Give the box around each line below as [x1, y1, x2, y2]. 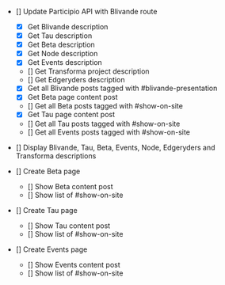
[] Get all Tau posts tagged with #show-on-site [27, 119, 181, 128]
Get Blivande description [27, 22, 109, 31]
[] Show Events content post [27, 260, 120, 269]
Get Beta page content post [27, 93, 118, 102]
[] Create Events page [15, 245, 88, 254]
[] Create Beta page [15, 166, 81, 176]
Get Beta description [27, 40, 95, 50]
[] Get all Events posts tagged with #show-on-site [27, 127, 190, 137]
